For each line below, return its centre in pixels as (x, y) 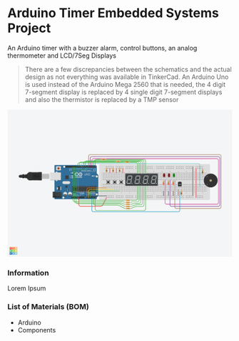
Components (37, 330)
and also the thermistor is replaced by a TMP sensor (102, 99)
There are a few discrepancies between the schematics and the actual (128, 69)
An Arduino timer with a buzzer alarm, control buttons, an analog (102, 48)
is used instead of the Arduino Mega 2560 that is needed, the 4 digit (125, 84)
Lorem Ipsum (27, 288)
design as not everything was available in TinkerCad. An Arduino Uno (127, 77)
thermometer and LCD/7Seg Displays (62, 56)
